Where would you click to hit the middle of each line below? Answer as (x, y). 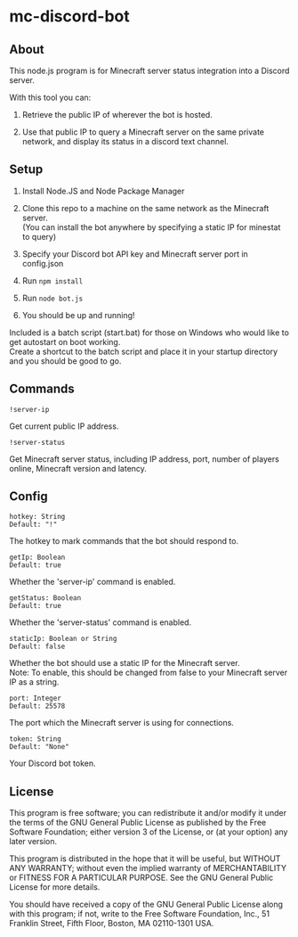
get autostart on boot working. (65, 341)
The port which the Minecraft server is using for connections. (121, 723)
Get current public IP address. (64, 426)
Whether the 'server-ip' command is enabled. (93, 582)
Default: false (37, 647)
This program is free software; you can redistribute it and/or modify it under (148, 813)
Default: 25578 (37, 706)
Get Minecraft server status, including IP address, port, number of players (145, 459)
